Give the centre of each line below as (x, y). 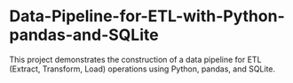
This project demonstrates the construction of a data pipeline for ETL (135, 59)
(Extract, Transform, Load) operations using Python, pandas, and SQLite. (143, 69)
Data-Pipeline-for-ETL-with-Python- (147, 16)
